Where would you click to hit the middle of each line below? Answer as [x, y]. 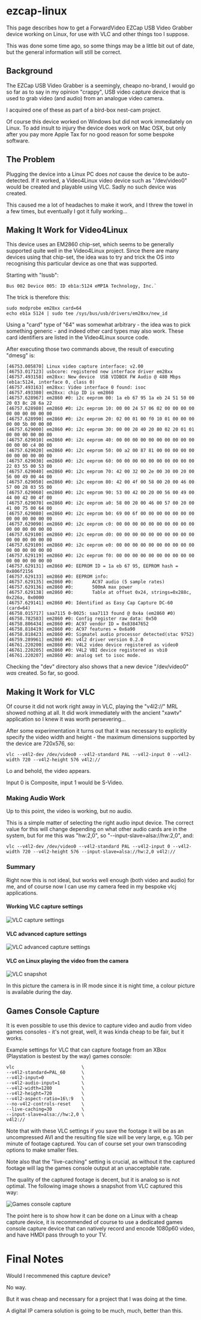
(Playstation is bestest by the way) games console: [69, 1056]
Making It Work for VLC [51, 692]
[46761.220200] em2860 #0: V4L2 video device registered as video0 [92, 645]
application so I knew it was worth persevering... [66, 719]
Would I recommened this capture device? [58, 1276]
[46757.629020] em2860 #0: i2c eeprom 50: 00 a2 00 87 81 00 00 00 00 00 [100, 451]
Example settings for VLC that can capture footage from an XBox [86, 1050]
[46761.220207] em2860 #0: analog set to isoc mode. [73, 656]
